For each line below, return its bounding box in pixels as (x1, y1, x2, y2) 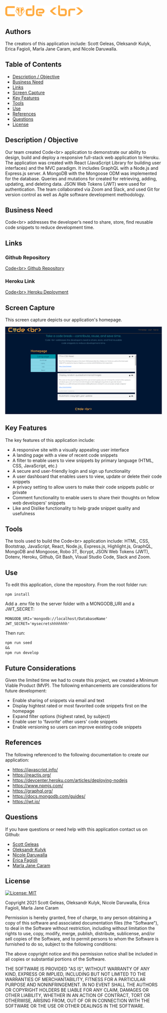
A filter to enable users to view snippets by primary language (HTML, (12, 457, 154, 463)
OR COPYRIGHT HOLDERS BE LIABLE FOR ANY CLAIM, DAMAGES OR (5, 987, 149, 993)
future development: (5, 688, 47, 694)
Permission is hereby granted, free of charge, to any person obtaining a (5, 915, 152, 921)
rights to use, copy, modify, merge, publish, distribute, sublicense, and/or (5, 931, 155, 937)
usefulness (12, 510, 35, 516)
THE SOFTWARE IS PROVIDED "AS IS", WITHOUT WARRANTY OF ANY (5, 966, 150, 972)
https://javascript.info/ (12, 766, 58, 772)
